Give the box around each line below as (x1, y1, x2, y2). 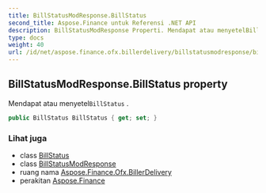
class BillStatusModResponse (19, 159, 116, 168)
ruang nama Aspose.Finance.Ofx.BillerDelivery (19, 167, 173, 176)
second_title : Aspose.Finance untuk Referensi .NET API (8, 19, 196, 27)
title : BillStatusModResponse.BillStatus (8, 11, 147, 20)
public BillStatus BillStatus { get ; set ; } (8, 114, 158, 122)
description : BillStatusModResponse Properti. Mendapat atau (8, 26, 215, 34)
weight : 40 (8, 41, 44, 49)
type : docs (8, 33, 44, 42)
